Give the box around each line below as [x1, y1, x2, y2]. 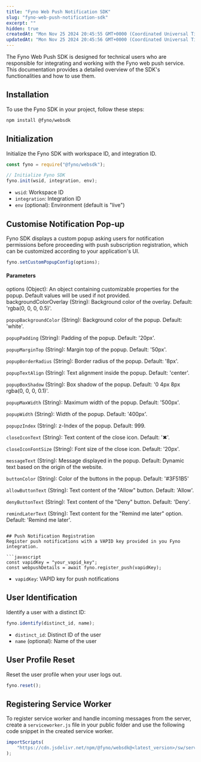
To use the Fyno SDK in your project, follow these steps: [6, 106, 145, 113]
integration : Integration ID [14, 195, 81, 202]
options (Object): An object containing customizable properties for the [6, 286, 179, 293]
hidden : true [6, 25, 39, 32]
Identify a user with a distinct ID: [6, 608, 86, 615]
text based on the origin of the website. [6, 464, 103, 471]
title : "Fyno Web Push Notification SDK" [6, 8, 111, 15]
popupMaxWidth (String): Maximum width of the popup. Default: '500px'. [6, 399, 181, 406]
